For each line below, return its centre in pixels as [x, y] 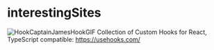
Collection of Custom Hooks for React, [152, 32]
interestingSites [54, 13]
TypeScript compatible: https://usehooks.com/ [74, 39]
